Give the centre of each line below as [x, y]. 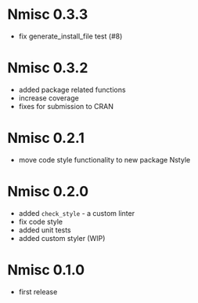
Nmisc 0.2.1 [46, 138]
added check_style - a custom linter [76, 213]
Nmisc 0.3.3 [48, 15]
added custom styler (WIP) [62, 238]
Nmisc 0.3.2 [48, 68]
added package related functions [72, 89]
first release [38, 291]
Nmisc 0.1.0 [46, 270]
